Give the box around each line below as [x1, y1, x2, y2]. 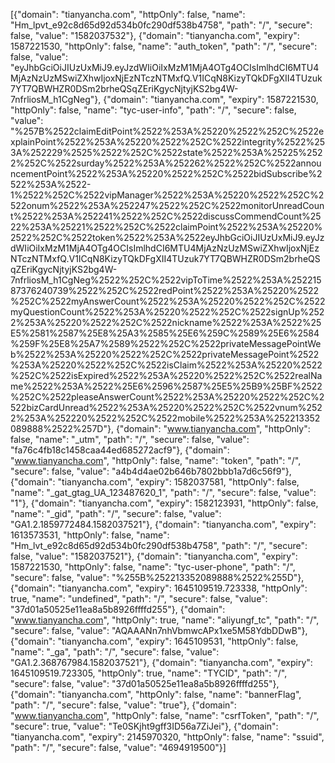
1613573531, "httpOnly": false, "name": [10, 529, 170, 541]
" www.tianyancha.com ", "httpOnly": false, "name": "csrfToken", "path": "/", [10, 710, 320, 721]
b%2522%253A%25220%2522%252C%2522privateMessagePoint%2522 [10, 349, 320, 360]
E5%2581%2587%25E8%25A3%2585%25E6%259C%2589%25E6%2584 [10, 327, 320, 339]
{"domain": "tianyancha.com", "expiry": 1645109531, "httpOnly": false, [10, 635, 299, 647]
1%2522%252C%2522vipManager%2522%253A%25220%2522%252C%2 [10, 189, 325, 201]
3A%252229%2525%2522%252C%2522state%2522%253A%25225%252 [10, 147, 323, 158]
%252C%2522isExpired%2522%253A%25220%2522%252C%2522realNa [10, 370, 323, 381]
